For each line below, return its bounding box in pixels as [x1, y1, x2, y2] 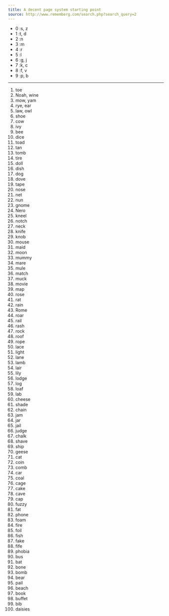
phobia [15, 548, 30, 554]
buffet [15, 595, 28, 601]
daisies [15, 606, 30, 612]
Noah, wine [15, 92, 39, 98]
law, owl [15, 108, 32, 114]
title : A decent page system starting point [8, 7, 101, 12]
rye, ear [15, 102, 32, 109]
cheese [15, 396, 31, 402]
